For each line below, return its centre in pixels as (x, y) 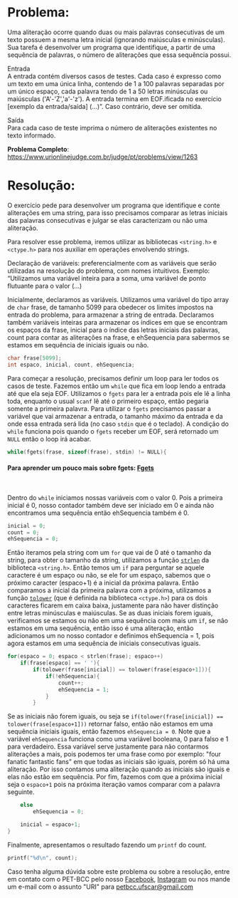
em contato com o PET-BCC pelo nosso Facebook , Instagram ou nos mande (119, 879)
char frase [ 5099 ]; (34, 358)
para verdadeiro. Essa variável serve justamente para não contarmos (108, 747)
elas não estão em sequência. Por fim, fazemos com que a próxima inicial (115, 777)
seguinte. (21, 792)
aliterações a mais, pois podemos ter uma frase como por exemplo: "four (114, 754)
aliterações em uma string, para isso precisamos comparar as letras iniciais (118, 213)
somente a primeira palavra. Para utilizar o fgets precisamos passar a (109, 408)
